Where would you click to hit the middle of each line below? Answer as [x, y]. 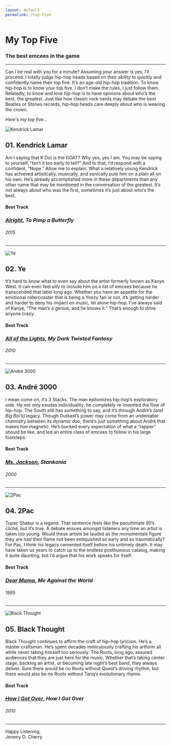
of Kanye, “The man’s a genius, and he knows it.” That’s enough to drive [81, 308]
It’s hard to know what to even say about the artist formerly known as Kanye [85, 281]
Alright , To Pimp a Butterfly [40, 220]
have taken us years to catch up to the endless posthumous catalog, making [85, 550]
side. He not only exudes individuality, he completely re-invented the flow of [85, 405]
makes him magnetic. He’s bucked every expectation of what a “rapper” [81, 426]
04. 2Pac [20, 511]
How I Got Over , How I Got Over [45, 699]
